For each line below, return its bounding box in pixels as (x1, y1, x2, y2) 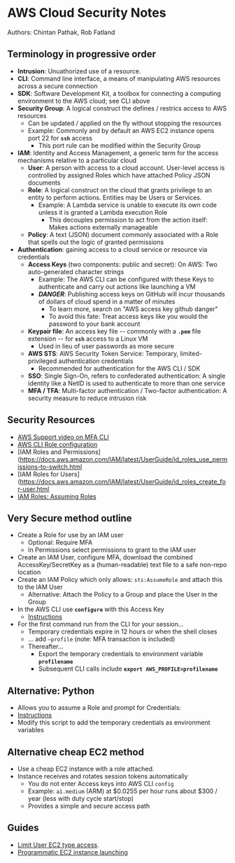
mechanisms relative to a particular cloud (17, 156, 137, 164)
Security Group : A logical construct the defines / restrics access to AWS (17, 104, 227, 113)
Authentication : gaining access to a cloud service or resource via (17, 245, 208, 253)
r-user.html (17, 485, 50, 493)
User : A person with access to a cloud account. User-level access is (27, 163, 225, 172)
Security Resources (7, 414, 96, 426)
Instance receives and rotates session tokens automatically (17, 772, 188, 780)
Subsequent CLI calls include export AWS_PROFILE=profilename (38, 664, 218, 673)
